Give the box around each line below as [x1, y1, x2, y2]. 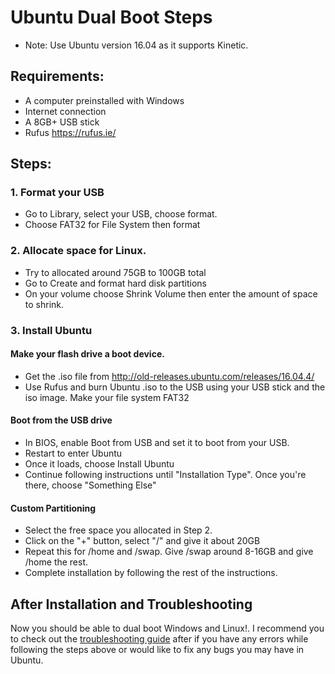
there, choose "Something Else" [24, 479, 157, 491]
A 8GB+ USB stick [24, 116, 100, 128]
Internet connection [24, 105, 107, 117]
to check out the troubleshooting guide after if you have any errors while [10, 633, 309, 645]
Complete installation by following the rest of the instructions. [24, 567, 278, 579]
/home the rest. [24, 556, 89, 568]
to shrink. [24, 298, 65, 310]
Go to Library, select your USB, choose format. [24, 208, 218, 220]
